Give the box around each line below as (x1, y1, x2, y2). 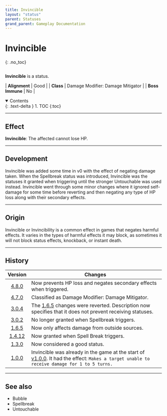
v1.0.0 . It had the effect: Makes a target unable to (31, 355, 150, 362)
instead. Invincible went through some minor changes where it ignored (5, 184, 150, 190)
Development (5, 155, 48, 163)
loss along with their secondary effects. (5, 194, 86, 200)
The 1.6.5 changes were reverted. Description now (31, 302, 151, 309)
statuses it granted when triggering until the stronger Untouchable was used (5, 178, 162, 185)
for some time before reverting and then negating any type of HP (23, 189, 156, 195)
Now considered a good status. (31, 341, 104, 348)
